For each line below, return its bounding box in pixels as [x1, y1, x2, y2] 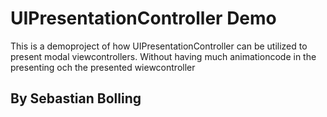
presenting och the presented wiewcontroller [10, 61, 196, 73]
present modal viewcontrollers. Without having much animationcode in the [10, 50, 317, 62]
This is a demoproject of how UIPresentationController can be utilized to [10, 40, 308, 52]
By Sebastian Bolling [10, 90, 142, 107]
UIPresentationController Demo [10, 7, 277, 30]
